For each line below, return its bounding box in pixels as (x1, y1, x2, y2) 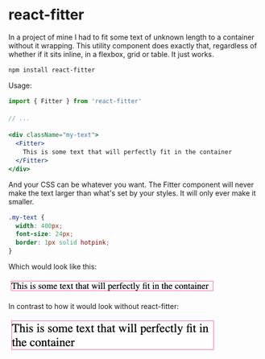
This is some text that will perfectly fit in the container (23, 148, 232, 156)
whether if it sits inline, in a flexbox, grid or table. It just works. (8, 49, 215, 59)
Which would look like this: (8, 262, 97, 271)
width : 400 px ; (15, 221, 63, 230)
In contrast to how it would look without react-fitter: (8, 302, 180, 312)
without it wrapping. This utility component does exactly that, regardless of (8, 40, 258, 50)
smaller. (8, 196, 35, 206)
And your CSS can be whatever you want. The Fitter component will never (8, 179, 255, 189)
